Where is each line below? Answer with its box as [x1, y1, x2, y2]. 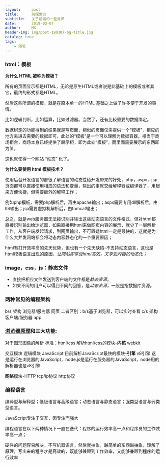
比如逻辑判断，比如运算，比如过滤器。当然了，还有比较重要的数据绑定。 [5, 116, 151, 122]
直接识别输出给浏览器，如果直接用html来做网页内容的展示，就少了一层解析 [5, 222, 156, 228]
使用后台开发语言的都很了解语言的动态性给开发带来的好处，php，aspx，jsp [5, 176, 158, 182]
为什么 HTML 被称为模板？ [5, 73, 59, 79]
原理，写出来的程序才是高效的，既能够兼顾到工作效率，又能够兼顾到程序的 [5, 448, 156, 454]
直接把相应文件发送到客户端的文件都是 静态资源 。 [12, 276, 111, 282]
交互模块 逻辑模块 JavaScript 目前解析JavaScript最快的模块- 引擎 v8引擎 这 [5, 350, 156, 356]
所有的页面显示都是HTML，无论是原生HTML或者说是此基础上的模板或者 [5, 83, 151, 89]
